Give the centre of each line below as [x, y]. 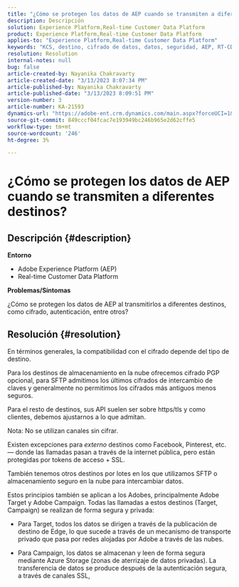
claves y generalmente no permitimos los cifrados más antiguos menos [112, 388]
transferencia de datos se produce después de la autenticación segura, [122, 568]
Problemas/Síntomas [39, 290]
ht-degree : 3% [28, 140]
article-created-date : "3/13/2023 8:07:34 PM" [78, 80]
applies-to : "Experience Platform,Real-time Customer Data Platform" [113, 41]
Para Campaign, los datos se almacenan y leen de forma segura [111, 553]
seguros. [20, 396]
